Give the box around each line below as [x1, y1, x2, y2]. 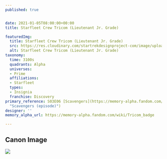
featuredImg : [5, 34, 32, 39]
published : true [5, 7, 39, 12]
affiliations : [9, 76, 39, 81]
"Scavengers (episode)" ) [9, 103, 61, 108]
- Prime [9, 71, 26, 76]
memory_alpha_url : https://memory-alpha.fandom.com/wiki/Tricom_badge [5, 113, 155, 118]
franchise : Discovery [9, 94, 55, 99]
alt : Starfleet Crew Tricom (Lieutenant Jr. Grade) [9, 48, 119, 53]
